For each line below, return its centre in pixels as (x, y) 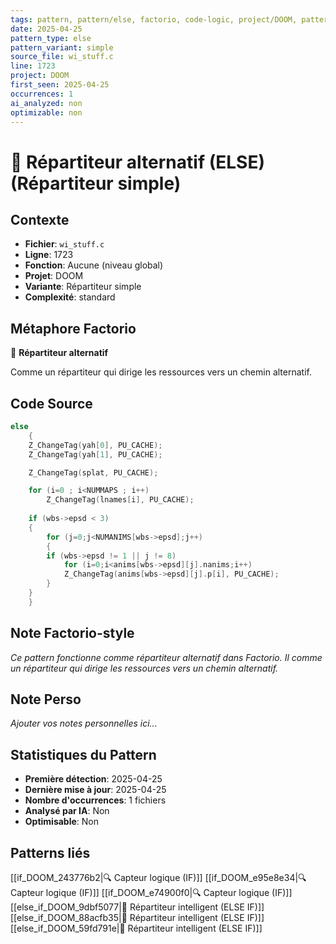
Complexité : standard (70, 297)
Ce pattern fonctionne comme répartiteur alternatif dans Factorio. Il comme (166, 657)
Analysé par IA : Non (67, 811)
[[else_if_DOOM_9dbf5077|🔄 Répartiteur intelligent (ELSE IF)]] (137, 907)
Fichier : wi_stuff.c (64, 244)
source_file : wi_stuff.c (62, 57)
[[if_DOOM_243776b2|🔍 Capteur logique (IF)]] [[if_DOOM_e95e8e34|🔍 (158, 877)
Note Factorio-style (72, 633)
